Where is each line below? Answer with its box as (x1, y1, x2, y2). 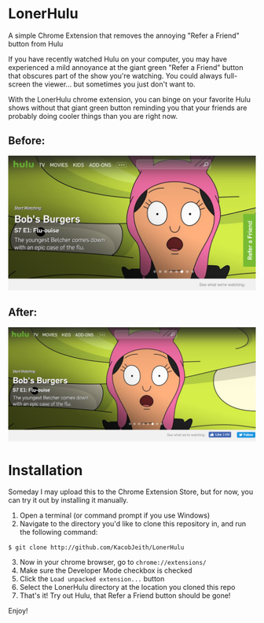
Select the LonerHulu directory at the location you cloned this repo (19, 583, 236, 592)
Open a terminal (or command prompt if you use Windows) (19, 511, 211, 520)
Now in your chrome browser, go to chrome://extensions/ (19, 558, 207, 567)
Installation (8, 461, 83, 479)
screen (8, 79, 31, 89)
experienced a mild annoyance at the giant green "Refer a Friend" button (8, 62, 244, 72)
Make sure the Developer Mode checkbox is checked (19, 566, 192, 575)
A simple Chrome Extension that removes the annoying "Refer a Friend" (8, 31, 240, 40)
